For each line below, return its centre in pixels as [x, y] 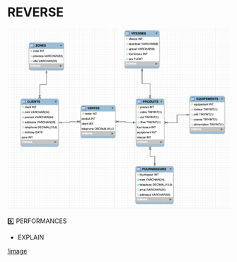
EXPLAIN [31, 237]
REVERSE [36, 12]
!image [17, 251]
